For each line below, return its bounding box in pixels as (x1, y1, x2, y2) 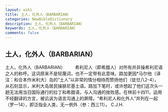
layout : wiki (5, 7, 32, 12)
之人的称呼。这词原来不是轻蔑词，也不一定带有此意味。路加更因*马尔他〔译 (5, 70, 161, 76)
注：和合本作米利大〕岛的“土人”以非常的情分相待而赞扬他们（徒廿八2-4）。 (5, 77, 159, 83)
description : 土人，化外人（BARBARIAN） (5, 21, 84, 26)
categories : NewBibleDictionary (5, 16, 72, 21)
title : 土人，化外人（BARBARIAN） (5, 12, 71, 17)
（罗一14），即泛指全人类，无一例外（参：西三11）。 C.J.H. (5, 102, 124, 108)
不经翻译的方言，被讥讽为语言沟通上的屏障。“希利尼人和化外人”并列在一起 (5, 95, 158, 101)
